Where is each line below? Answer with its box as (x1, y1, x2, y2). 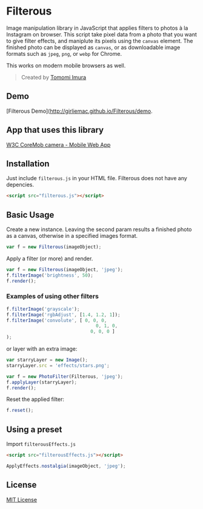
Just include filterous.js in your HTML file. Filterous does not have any (6, 175, 188, 182)
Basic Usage (6, 209, 55, 220)
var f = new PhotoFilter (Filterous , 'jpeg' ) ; (6, 373, 123, 380)
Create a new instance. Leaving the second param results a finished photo (6, 226, 192, 233)
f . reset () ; (6, 408, 34, 414)
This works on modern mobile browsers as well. (6, 62, 126, 69)
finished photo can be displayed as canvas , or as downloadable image (6, 44, 181, 51)
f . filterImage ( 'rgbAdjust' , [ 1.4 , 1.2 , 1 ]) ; (6, 311, 121, 318)
